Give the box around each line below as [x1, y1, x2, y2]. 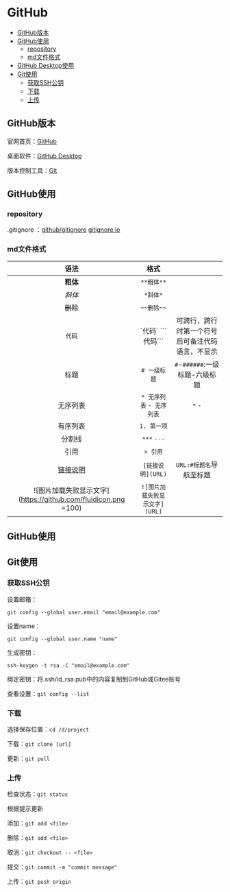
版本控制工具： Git [7, 166, 57, 174]
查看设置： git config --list [7, 689, 90, 697]
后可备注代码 [176, 336, 218, 346]
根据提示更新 [7, 804, 43, 813]
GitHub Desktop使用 [16, 61, 75, 69]
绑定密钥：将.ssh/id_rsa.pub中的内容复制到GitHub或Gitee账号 [7, 675, 181, 683]
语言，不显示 [176, 346, 218, 356]
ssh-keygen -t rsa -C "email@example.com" [7, 662, 130, 669]
